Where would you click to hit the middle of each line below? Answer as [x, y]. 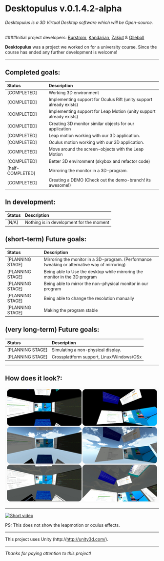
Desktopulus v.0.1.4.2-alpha [63, 9]
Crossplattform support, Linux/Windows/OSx [97, 357]
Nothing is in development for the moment [67, 222]
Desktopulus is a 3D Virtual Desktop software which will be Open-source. [79, 22]
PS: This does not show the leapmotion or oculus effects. [62, 525]
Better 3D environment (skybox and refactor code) [99, 161]
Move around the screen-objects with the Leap [96, 149]
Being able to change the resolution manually [89, 298]
